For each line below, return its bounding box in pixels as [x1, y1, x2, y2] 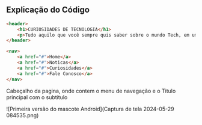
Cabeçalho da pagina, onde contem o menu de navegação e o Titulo [6, 87, 176, 94]
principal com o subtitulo [6, 93, 68, 101]
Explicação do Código [6, 5, 90, 15]
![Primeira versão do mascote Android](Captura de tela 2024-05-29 [6, 105, 174, 112]
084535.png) [6, 111, 39, 119]
